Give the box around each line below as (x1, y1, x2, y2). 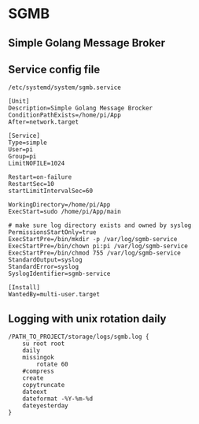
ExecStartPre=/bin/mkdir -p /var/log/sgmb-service (8, 236, 178, 244)
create (22, 374, 44, 382)
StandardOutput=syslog (8, 256, 83, 264)
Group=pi (8, 153, 37, 161)
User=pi (8, 146, 34, 154)
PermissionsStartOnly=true (8, 229, 97, 236)
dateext (22, 388, 47, 396)
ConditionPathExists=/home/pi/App (8, 111, 122, 119)
